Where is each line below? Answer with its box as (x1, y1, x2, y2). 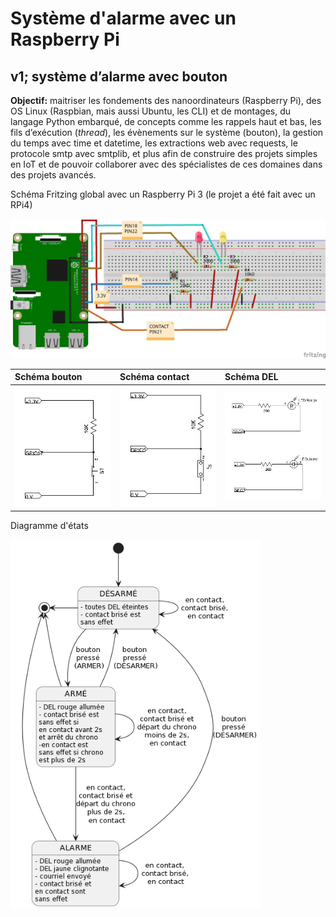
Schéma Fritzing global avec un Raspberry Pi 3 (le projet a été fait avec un (10, 188, 316, 200)
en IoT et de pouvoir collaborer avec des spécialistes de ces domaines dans (10, 158, 323, 170)
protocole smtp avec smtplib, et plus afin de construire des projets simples (10, 148, 318, 159)
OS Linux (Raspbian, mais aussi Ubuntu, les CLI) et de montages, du (10, 105, 292, 117)
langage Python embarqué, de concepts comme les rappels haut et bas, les (10, 116, 322, 127)
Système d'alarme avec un (10, 7, 237, 30)
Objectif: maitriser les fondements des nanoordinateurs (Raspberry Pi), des (10, 95, 322, 106)
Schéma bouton (14, 371, 83, 383)
